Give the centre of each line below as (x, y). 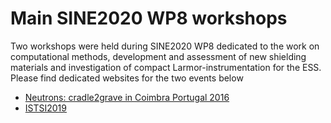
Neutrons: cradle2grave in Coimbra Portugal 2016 (127, 97)
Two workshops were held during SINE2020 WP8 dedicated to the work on (165, 46)
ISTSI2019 (45, 108)
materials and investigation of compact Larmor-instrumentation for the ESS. (166, 67)
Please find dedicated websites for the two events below (127, 78)
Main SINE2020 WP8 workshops (149, 18)
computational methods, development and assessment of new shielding (158, 56)
